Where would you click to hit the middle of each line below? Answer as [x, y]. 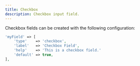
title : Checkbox [21, 9]
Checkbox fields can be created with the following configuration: [70, 28]
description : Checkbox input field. [42, 14]
